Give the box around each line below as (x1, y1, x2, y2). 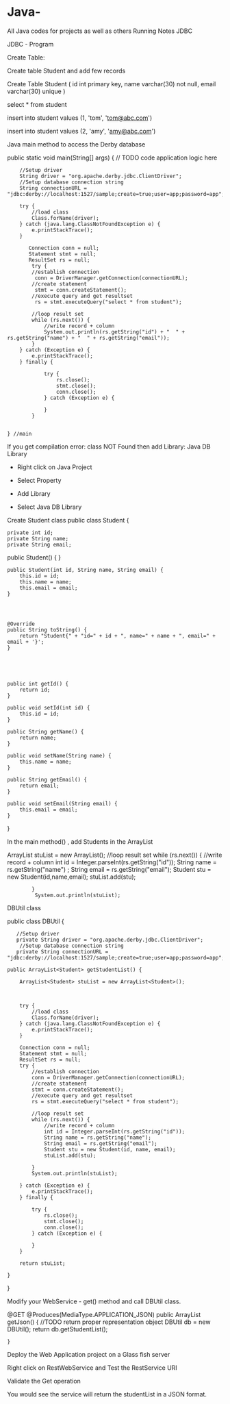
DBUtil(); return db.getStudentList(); (7, 1325, 108, 1333)
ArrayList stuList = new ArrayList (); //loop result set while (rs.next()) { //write (7, 851, 222, 859)
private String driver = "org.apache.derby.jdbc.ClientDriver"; (16, 936, 204, 943)
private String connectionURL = (16, 948, 109, 955)
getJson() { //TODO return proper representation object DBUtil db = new (7, 1318, 211, 1326)
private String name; (7, 535, 69, 542)
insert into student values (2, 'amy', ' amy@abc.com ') (7, 127, 156, 135)
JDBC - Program (7, 40, 54, 48)
